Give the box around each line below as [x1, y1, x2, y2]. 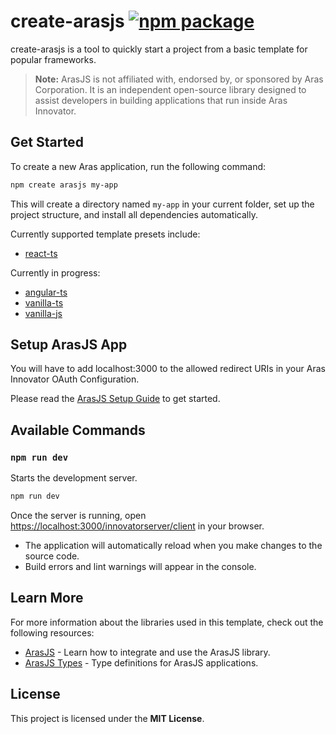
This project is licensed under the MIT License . [10, 712, 205, 724]
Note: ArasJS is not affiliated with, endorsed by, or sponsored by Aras [34, 73, 324, 85]
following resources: [10, 626, 95, 639]
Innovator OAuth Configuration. [10, 373, 140, 385]
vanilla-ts [24, 296, 64, 309]
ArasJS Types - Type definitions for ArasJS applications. [24, 656, 259, 669]
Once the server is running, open [10, 510, 147, 521]
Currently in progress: [10, 266, 101, 279]
